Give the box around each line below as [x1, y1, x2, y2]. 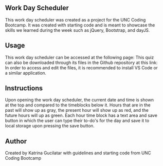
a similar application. [5, 70, 47, 76]
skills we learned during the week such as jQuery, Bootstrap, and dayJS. [5, 27, 150, 33]
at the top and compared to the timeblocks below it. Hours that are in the [5, 102, 151, 108]
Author [5, 137, 27, 145]
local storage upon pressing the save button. [5, 123, 95, 129]
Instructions [5, 84, 43, 92]
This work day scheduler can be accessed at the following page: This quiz [5, 54, 154, 60]
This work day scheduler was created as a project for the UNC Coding [5, 17, 146, 22]
